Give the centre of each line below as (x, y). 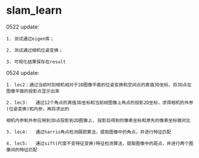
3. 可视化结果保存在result (36, 62)
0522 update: (23, 27)
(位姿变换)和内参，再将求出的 (38, 109)
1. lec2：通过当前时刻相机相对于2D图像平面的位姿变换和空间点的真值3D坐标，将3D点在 (99, 85)
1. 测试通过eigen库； (30, 39)
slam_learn (34, 10)
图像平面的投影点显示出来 (33, 91)
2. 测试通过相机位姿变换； (35, 50)
